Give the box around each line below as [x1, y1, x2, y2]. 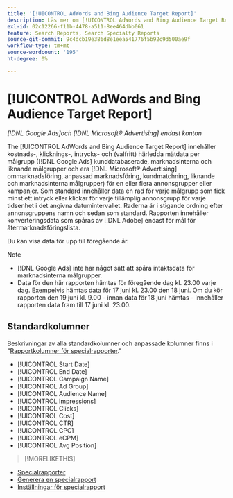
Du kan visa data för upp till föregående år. [7, 237, 130, 245]
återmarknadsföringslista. [7, 223, 81, 232]
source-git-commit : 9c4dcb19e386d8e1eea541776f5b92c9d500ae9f [7, 36, 191, 43]
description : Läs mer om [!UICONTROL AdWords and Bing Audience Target [7, 17, 218, 24]
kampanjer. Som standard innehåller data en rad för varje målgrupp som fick [7, 187, 225, 195]
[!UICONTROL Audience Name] [17, 389, 107, 397]
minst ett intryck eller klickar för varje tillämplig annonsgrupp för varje [7, 194, 207, 202]
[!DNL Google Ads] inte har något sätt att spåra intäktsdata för [17, 264, 195, 272]
